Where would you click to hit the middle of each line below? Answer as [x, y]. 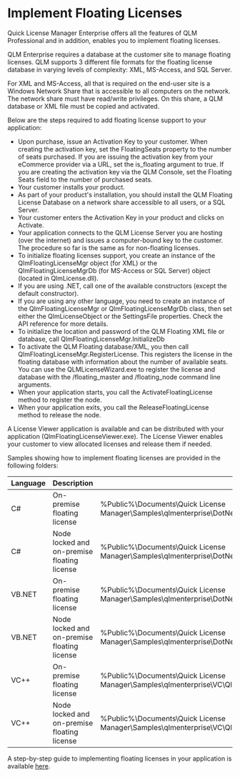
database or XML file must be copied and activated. [84, 106]
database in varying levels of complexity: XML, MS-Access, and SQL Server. [120, 69]
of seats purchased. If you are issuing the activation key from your [115, 157]
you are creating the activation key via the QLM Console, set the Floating [125, 172]
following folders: [33, 465]
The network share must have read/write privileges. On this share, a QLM [115, 99]
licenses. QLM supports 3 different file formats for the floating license [110, 61]
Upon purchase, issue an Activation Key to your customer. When [113, 142]
